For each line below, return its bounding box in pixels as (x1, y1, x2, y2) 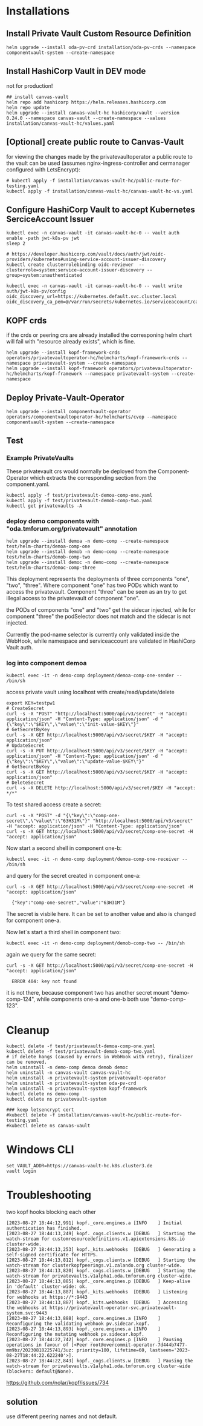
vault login (6, 1168, 36, 1175)
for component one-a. (6, 917, 62, 924)
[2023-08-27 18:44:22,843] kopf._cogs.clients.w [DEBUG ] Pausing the (6, 1358, 193, 1364)
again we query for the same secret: (6, 951, 97, 958)
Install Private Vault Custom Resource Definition (6, 28, 192, 39)
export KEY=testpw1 (6, 700, 56, 706)
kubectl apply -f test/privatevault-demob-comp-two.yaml (6, 497, 153, 503)
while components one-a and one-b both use (36, 995, 149, 1003)
